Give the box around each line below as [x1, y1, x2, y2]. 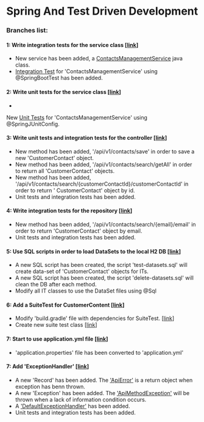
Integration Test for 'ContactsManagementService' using [15, 68, 158, 75]
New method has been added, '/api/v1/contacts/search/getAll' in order [15, 161, 192, 168]
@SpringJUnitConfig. [6, 120, 60, 128]
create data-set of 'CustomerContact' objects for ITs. [15, 267, 149, 275]
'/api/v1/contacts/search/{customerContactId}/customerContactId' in [15, 180, 189, 187]
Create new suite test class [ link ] [15, 321, 97, 329]
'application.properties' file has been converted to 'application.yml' [15, 349, 184, 356]
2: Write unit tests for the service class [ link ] [6, 88, 122, 95]
